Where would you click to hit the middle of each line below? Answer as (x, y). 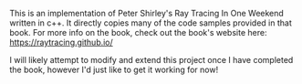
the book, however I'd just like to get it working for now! (114, 69)
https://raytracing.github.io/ (62, 42)
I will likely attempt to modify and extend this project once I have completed (151, 60)
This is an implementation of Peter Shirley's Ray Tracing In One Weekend (147, 13)
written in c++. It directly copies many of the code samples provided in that (151, 23)
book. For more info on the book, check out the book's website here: (138, 32)
